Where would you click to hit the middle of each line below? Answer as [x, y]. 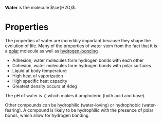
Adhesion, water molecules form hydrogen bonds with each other [78, 60]
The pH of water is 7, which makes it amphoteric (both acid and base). [75, 95]
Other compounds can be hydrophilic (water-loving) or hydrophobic [73, 105]
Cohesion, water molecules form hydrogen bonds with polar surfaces [81, 65]
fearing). [14, 110]
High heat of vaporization [37, 76]
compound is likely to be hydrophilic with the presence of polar [90, 110]
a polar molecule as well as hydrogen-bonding [52, 51]
